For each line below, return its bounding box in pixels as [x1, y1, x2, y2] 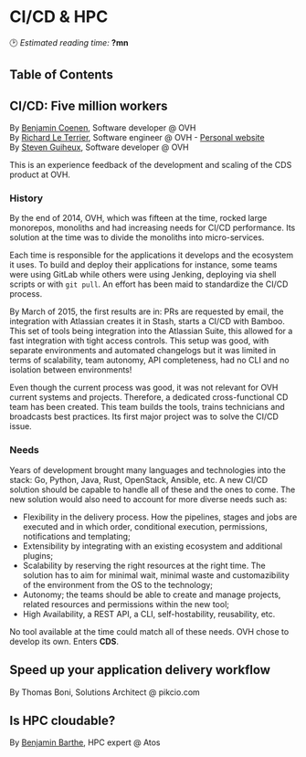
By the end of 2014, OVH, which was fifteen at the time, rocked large [9, 213, 268, 224]
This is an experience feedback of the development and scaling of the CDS [9, 160, 292, 171]
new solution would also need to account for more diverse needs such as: [9, 493, 288, 504]
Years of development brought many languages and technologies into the [9, 464, 286, 476]
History [9, 192, 44, 205]
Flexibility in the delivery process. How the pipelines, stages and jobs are [22, 511, 298, 522]
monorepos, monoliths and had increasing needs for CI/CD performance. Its [9, 222, 296, 234]
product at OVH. [9, 169, 71, 180]
